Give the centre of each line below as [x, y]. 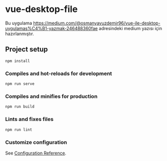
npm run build [20, 107]
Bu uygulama [19, 23]
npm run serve [20, 84]
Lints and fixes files [29, 119]
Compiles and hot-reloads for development [59, 73]
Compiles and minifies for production [51, 96]
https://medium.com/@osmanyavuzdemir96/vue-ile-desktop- [97, 23]
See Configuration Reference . [36, 153]
